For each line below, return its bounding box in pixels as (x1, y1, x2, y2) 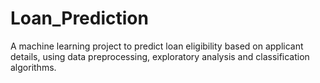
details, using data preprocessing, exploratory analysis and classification (10, 50, 310, 62)
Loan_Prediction (10, 7, 149, 30)
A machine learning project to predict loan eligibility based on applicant (10, 40, 304, 52)
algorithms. (10, 61, 57, 73)
